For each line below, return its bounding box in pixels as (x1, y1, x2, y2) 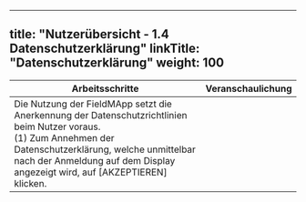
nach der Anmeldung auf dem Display (14, 154, 176, 167)
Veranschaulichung (205, 82, 292, 95)
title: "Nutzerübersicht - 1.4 (9, 26, 170, 42)
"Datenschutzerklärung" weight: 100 (9, 56, 225, 71)
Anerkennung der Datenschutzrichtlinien (14, 108, 188, 121)
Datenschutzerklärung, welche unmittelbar (14, 143, 196, 156)
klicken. (14, 177, 47, 189)
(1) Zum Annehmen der (14, 131, 115, 144)
